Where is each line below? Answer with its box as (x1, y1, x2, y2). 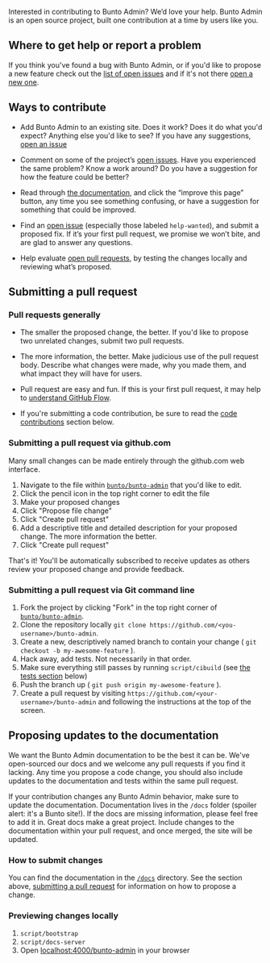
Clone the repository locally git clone (19, 619, 147, 629)
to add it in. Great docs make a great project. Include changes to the (8, 817, 235, 827)
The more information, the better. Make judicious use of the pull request (19, 352, 260, 361)
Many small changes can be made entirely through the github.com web (8, 456, 245, 465)
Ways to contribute (8, 101, 106, 115)
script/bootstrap (19, 930, 79, 938)
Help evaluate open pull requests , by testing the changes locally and (19, 253, 247, 263)
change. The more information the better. (19, 532, 157, 541)
